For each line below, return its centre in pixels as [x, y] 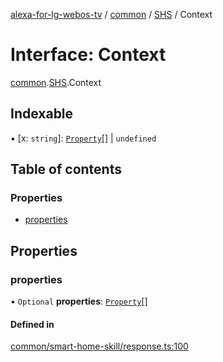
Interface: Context [88, 55]
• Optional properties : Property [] [79, 301]
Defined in [32, 324]
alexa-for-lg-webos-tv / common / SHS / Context [111, 14]
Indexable [42, 114]
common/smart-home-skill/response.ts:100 [99, 346]
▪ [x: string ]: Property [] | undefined [83, 138]
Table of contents [66, 169]
